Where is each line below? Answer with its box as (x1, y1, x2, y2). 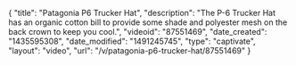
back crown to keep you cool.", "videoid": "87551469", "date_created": (8, 27, 267, 37)
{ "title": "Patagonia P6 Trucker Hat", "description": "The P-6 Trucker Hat (8, 8, 275, 18)
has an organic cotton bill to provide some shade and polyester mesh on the (8, 17, 288, 28)
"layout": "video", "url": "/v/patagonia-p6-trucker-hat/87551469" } (8, 45, 251, 56)
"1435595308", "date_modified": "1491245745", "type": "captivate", (8, 36, 256, 46)
